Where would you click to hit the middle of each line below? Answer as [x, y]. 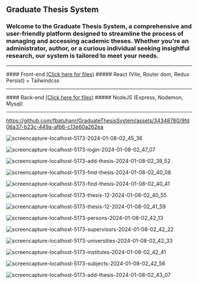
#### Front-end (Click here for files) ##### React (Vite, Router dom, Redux [98, 74]
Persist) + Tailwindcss [33, 80]
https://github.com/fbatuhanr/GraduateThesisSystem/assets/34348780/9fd [98, 121]
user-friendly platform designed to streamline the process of [95, 34]
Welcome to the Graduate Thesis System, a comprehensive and [99, 26]
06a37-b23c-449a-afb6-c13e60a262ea [55, 126]
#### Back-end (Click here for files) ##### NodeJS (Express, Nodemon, [95, 97]
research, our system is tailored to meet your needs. [82, 56]
